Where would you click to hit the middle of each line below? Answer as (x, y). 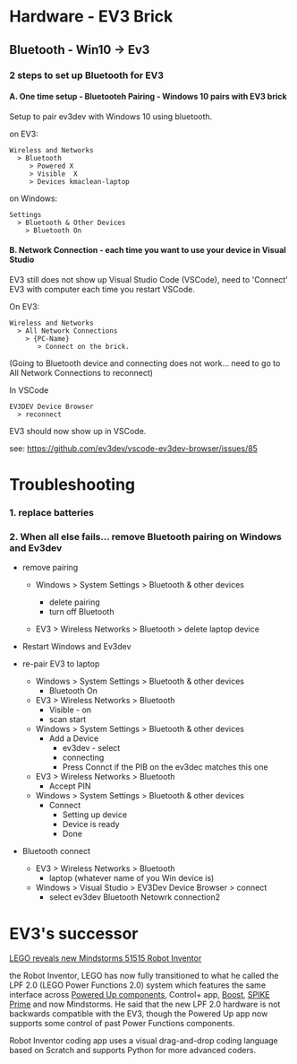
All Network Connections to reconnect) (81, 372)
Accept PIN (70, 786)
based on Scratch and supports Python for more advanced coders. (133, 1051)
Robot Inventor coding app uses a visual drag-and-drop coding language (144, 1041)
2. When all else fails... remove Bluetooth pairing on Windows (145, 536)
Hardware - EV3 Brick (91, 17)
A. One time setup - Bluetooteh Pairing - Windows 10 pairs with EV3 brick (148, 97)
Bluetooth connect (56, 851)
